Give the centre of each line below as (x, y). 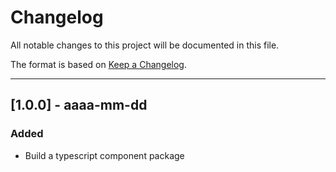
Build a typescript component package (104, 155)
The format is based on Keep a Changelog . (98, 64)
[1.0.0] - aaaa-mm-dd (79, 105)
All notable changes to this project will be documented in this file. (145, 45)
